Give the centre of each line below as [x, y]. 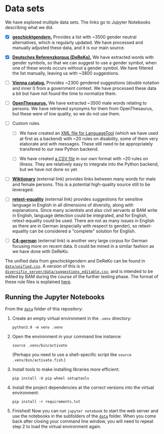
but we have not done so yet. [49, 170]
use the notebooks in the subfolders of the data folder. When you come [84, 416]
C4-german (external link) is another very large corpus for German [80, 240]
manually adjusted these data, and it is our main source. [69, 48]
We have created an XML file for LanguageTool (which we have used [89, 133]
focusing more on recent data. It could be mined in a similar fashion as [83, 246]
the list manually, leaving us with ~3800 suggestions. [66, 73]
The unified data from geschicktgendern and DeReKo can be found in [75, 260]
